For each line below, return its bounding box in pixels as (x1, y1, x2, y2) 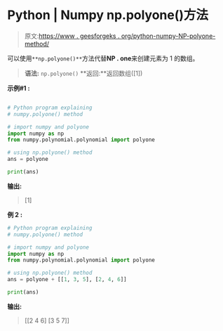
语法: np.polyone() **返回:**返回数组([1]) (24, 69, 143, 77)
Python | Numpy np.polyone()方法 (7, 7, 209, 23)
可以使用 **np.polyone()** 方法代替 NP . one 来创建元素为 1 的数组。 (7, 54, 199, 63)
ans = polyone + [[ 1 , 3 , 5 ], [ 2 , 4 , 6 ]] (7, 276, 128, 283)
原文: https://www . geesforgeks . (24, 32, 120, 40)
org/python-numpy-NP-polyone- (121, 32, 216, 40)
